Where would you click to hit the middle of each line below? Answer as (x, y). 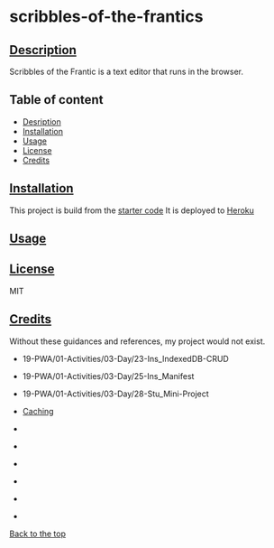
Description (43, 50)
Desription (41, 121)
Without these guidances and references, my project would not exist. (137, 341)
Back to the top (37, 534)
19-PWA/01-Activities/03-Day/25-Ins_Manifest (108, 376)
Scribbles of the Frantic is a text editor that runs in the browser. (126, 71)
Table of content (56, 100)
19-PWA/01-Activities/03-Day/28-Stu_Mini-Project (115, 394)
